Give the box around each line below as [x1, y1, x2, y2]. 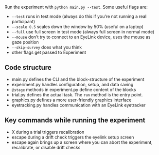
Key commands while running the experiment [4, 116, 145, 124]
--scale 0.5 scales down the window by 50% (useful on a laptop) [11, 24, 144, 30]
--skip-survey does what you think [11, 45, 82, 50]
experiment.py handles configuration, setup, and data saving [11, 81, 134, 87]
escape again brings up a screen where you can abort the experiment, [11, 139, 153, 145]
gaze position [11, 39, 39, 45]
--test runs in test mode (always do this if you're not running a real [11, 14, 147, 19]
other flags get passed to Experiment [11, 49, 86, 55]
